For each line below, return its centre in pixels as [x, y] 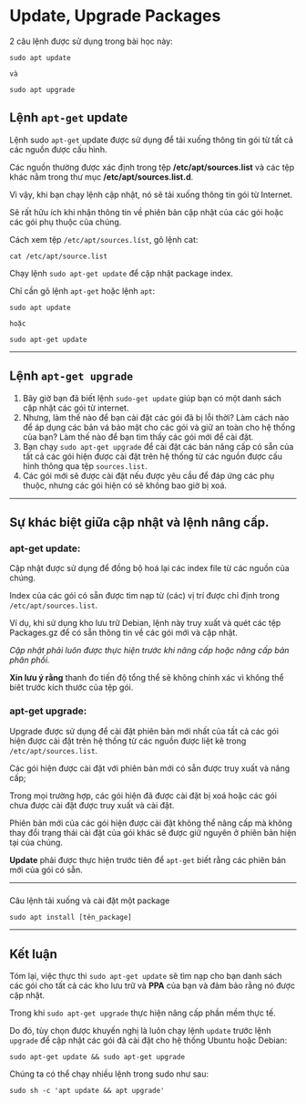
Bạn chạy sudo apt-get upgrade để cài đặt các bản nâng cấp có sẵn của [158, 446]
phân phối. [30, 660]
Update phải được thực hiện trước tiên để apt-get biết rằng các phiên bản [148, 859]
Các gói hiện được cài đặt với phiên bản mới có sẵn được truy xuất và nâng [149, 768]
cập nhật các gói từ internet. [76, 408]
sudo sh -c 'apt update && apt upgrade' [87, 1091]
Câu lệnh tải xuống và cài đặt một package [90, 901]
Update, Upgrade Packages [115, 16]
